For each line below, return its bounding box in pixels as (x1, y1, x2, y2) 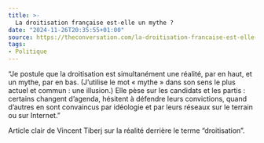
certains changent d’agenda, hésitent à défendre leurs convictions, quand (8, 95, 247, 103)
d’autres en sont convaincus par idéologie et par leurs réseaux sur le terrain (8, 102, 253, 112)
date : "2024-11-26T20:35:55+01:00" (8, 26, 125, 34)
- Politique (8, 48, 47, 55)
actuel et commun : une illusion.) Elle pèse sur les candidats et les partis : (8, 86, 246, 95)
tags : (8, 41, 26, 48)
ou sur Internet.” (8, 111, 61, 120)
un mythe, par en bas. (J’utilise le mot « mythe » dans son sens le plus (8, 77, 236, 87)
